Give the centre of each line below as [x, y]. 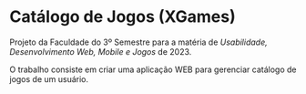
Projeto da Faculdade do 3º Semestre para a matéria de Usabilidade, [138, 42]
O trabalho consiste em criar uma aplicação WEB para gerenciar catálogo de [153, 69]
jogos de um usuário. [49, 78]
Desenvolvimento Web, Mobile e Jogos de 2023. [101, 51]
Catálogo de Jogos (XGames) [123, 17]
